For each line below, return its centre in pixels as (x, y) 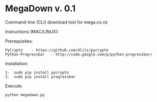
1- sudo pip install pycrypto (37, 72)
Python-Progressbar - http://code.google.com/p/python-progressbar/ (79, 54)
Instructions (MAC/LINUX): (32, 31)
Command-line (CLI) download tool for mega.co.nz (56, 22)
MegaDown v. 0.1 (40, 9)
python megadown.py (25, 95)
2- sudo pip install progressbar (40, 76)
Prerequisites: (19, 41)
